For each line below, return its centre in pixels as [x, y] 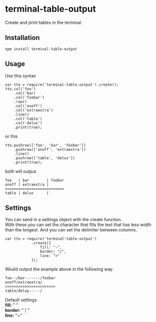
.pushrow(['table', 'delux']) [45, 158]
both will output [21, 171]
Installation [22, 38]
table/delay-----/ [24, 291]
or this [11, 136]
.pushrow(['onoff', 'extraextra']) [50, 150]
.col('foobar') [29, 97]
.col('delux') [28, 123]
